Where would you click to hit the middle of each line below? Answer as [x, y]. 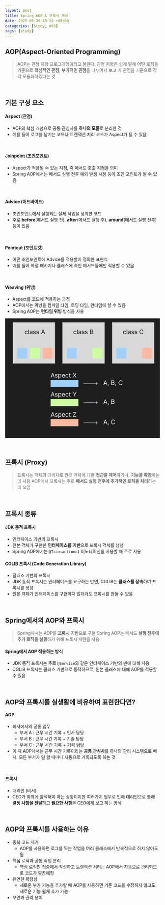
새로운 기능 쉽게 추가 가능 [44, 891]
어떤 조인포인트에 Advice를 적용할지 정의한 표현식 [60, 259]
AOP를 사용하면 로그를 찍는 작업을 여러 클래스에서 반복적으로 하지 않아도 [89, 848]
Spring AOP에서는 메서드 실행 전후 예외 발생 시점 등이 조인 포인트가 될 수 [82, 174]
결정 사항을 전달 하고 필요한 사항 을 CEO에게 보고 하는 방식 [67, 803]
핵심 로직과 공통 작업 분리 [37, 860]
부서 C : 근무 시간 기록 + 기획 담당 [52, 745]
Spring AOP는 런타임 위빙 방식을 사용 [48, 311]
